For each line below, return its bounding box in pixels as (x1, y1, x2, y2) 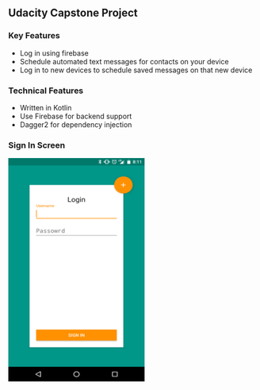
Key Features (8, 30, 61, 41)
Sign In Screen (8, 139, 66, 150)
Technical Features (8, 85, 84, 96)
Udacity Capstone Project (8, 6, 139, 20)
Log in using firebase (19, 48, 89, 58)
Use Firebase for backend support (19, 111, 132, 121)
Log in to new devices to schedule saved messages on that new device (19, 65, 253, 75)
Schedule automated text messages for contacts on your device (19, 56, 229, 66)
